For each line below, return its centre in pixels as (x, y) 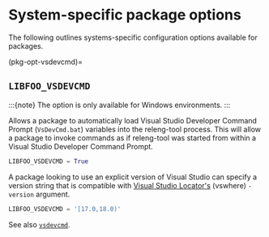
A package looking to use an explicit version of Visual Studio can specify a (133, 177)
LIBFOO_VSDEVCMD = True (49, 161)
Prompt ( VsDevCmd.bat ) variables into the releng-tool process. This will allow (135, 129)
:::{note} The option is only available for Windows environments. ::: (120, 105)
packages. (26, 45)
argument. (53, 194)
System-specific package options (125, 15)
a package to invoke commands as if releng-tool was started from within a (132, 138)
